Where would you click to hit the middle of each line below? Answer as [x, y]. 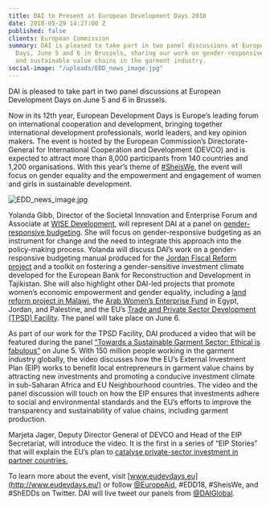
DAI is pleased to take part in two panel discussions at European [115, 91]
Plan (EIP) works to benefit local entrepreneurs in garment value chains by [131, 367]
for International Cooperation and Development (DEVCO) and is [141, 149]
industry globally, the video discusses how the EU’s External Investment [127, 359]
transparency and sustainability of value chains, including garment [119, 410]
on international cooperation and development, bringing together [116, 124]
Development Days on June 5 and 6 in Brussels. [88, 100]
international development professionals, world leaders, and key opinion [128, 132]
